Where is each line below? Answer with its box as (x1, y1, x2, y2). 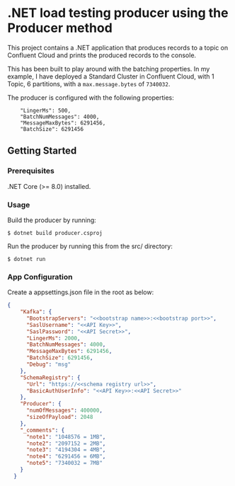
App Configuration (7, 272, 73, 282)
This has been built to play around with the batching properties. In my (7, 64, 210, 73)
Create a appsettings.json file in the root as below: (7, 288, 154, 296)
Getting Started (7, 145, 77, 157)
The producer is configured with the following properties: (7, 93, 175, 102)
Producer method (7, 20, 113, 36)
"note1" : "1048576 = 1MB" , (25, 433, 106, 440)
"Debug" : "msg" (25, 361, 71, 369)
